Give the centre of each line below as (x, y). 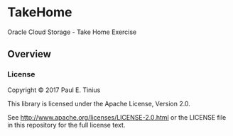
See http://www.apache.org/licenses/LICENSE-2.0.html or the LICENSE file (117, 117)
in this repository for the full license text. (66, 125)
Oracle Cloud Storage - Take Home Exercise (72, 32)
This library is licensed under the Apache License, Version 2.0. (99, 103)
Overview (29, 54)
